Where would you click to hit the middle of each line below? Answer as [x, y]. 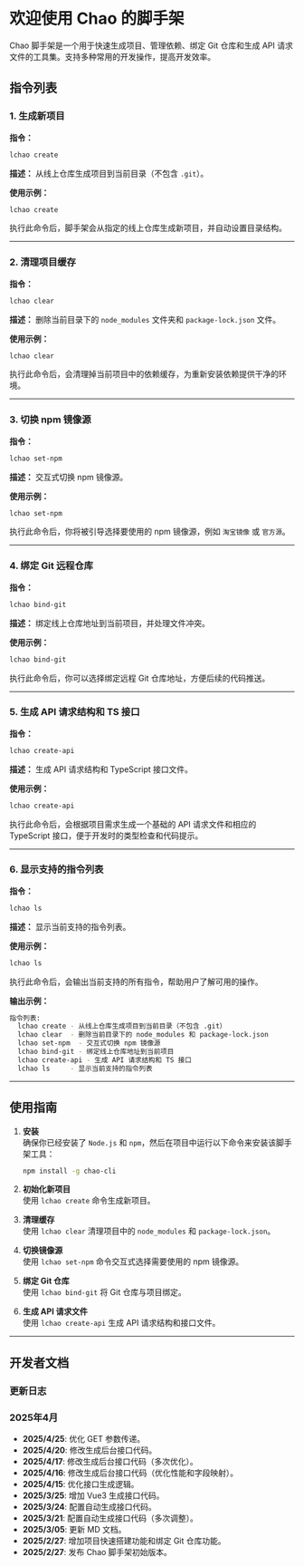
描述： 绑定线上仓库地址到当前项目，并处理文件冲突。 [109, 623]
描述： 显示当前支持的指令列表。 [70, 926]
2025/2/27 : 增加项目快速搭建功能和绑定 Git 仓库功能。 [124, 1541]
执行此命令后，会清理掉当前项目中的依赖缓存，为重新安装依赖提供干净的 [144, 374]
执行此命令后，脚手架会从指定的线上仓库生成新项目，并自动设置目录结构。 [148, 228]
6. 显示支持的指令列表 [57, 869]
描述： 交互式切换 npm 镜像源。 [69, 477]
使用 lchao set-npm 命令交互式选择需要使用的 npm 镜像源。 [133, 1261]
